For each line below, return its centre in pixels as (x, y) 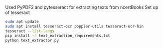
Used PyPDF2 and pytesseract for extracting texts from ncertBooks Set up (82, 7)
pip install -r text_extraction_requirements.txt (58, 35)
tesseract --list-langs (30, 31)
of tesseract (17, 12)
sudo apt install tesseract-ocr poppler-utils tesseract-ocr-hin (74, 26)
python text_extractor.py (32, 40)
